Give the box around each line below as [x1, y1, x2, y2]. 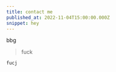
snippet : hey [6, 20, 39, 26]
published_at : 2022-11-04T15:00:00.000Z [6, 15, 111, 21]
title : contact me [6, 8, 53, 15]
